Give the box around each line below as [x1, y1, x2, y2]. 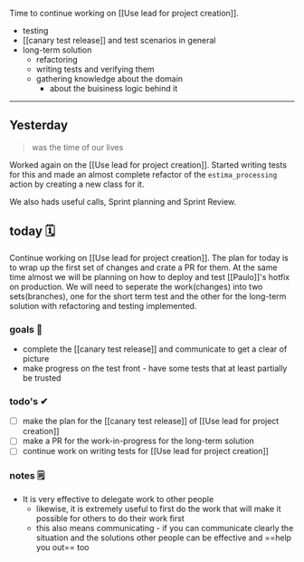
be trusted [22, 372, 62, 383]
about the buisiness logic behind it [49, 83, 178, 93]
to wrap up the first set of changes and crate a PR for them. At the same [9, 262, 278, 273]
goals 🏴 [9, 323, 43, 335]
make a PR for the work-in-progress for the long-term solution [22, 435, 255, 447]
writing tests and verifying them [35, 63, 156, 74]
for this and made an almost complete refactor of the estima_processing [9, 169, 278, 179]
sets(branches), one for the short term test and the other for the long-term [9, 290, 287, 302]
